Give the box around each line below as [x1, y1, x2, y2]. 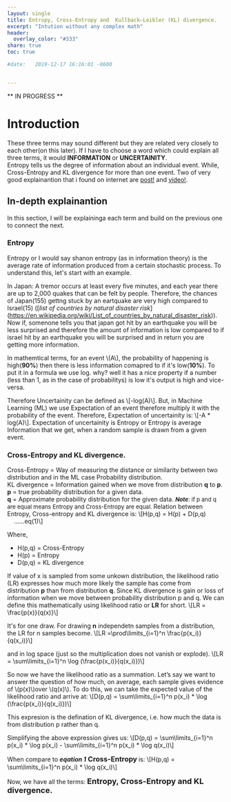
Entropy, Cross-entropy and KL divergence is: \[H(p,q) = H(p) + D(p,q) [7, 510, 206, 518]
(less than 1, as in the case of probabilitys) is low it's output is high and [7, 376, 208, 384]
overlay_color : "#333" [13, 36, 79, 43]
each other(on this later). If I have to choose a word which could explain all [7, 146, 219, 154]
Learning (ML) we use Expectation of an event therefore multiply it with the [7, 404, 220, 412]
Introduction [7, 116, 80, 132]
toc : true [7, 49, 36, 56]
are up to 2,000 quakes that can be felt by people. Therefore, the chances [7, 289, 218, 297]
